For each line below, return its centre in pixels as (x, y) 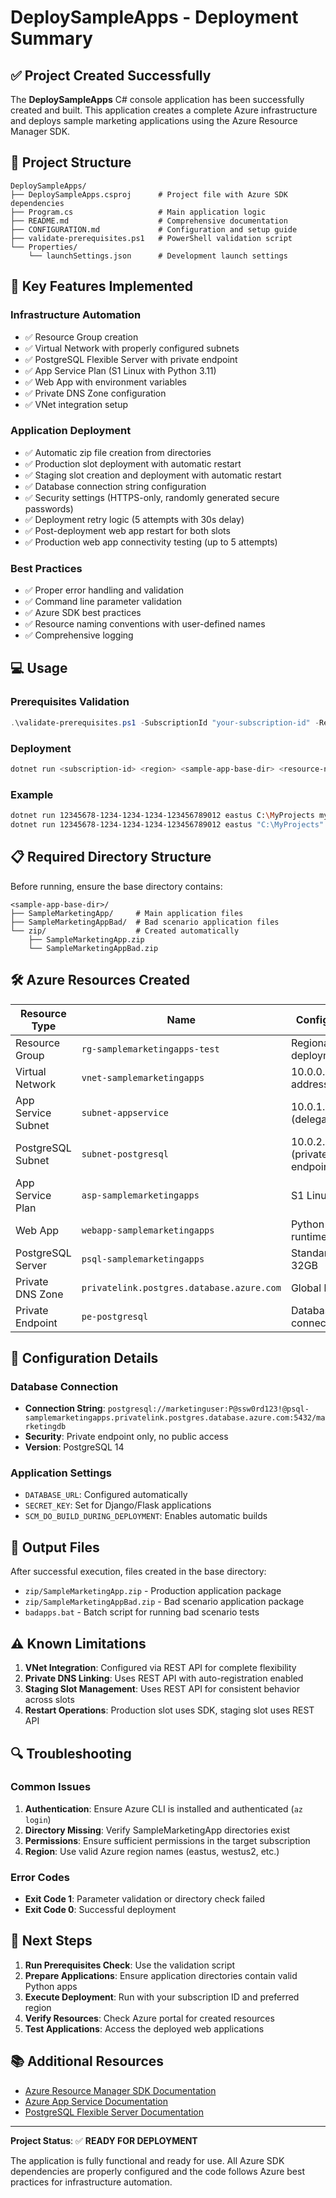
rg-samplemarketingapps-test (150, 1049)
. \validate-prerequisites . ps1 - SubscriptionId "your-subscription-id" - (165, 722)
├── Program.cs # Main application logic (138, 212)
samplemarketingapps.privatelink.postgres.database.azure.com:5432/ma (175, 1418)
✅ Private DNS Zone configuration (95, 393)
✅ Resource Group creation (81, 337)
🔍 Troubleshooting (71, 1753)
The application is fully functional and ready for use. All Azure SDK (147, 2160)
